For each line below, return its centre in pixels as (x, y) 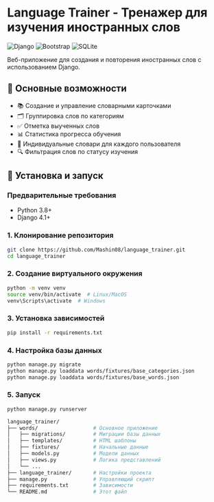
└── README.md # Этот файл (67, 492)
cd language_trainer (37, 256)
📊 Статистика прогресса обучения (69, 134)
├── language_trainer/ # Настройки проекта (80, 472)
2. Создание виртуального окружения (75, 274)
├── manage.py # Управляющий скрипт (81, 479)
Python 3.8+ (35, 210)
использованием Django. (44, 67)
